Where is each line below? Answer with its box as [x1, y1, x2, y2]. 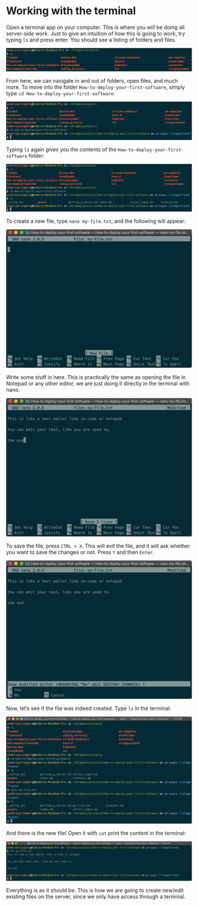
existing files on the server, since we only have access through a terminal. [6, 893, 186, 900]
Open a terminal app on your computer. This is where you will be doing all [6, 24, 185, 31]
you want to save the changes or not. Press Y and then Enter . [6, 548, 154, 556]
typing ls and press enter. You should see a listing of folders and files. [6, 36, 177, 43]
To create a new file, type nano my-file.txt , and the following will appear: [6, 217, 186, 224]
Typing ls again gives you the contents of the [6, 146, 117, 153]
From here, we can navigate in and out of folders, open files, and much [6, 77, 178, 84]
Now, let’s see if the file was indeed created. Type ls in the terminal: [6, 705, 171, 712]
